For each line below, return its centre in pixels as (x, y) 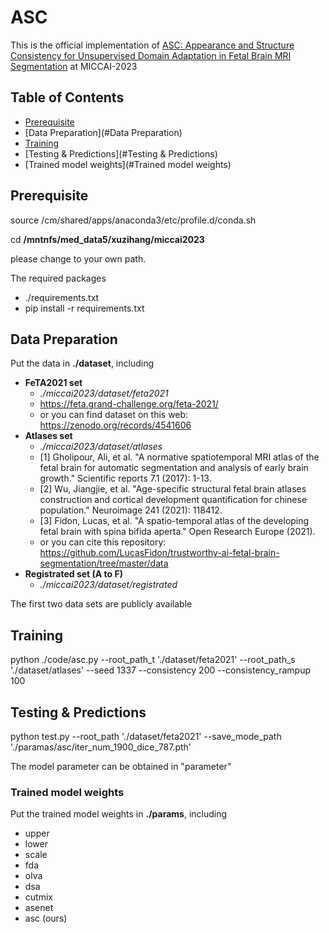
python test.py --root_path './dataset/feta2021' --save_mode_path (146, 736)
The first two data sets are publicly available (101, 604)
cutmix (38, 897)
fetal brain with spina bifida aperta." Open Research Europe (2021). (177, 532)
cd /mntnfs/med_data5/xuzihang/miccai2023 (107, 239)
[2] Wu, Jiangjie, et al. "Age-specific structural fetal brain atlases (173, 489)
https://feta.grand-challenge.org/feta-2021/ (129, 404)
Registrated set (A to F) (73, 574)
